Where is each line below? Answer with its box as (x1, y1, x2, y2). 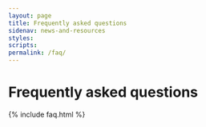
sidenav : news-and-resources (8, 26, 106, 34)
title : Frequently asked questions (8, 19, 127, 27)
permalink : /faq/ (8, 49, 67, 57)
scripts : (8, 42, 38, 50)
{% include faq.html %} (8, 109, 86, 119)
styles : (8, 34, 34, 42)
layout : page (8, 11, 52, 20)
